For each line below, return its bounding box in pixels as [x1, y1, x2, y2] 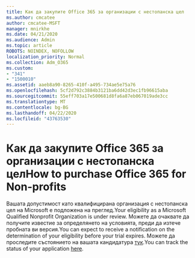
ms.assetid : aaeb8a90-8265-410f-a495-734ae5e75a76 [6, 82, 136, 88]
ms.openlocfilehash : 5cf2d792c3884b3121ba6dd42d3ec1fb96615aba [6, 88, 169, 94]
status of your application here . [6, 245, 84, 253]
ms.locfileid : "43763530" [6, 115, 71, 121]
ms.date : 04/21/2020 [6, 31, 58, 37]
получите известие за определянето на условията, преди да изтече [6, 219, 181, 227]
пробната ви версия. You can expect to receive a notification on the [6, 226, 175, 233]
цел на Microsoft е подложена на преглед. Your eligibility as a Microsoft [6, 207, 187, 214]
